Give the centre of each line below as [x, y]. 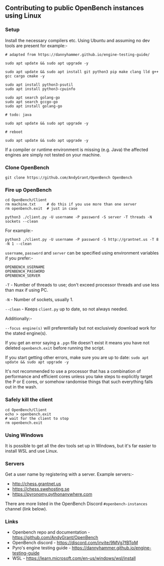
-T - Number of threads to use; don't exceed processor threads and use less [82, 285]
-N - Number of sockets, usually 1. [39, 300]
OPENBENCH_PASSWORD [25, 272]
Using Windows [24, 435]
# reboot [14, 132]
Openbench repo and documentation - [51, 532]
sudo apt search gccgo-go [31, 102]
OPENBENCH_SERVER [23, 276]
